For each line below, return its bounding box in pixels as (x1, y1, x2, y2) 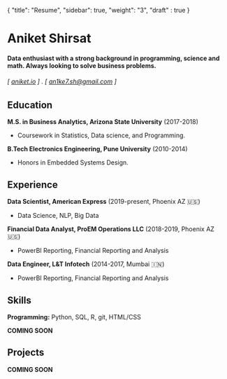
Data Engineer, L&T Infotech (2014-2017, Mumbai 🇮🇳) (7, 260, 165, 268)
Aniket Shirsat (7, 31, 92, 46)
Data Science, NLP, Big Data (17, 212, 99, 220)
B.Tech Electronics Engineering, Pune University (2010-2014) (7, 145, 188, 153)
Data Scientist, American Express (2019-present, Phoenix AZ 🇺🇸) (7, 198, 200, 206)
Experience (7, 179, 58, 191)
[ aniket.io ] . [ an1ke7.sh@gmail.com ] (7, 77, 117, 86)
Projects (7, 347, 45, 359)
